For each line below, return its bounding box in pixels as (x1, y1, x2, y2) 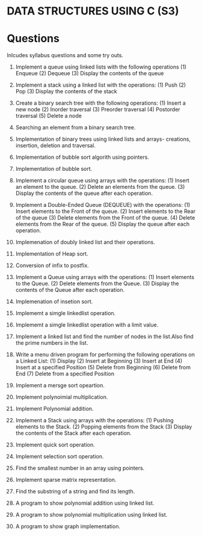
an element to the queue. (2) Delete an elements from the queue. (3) (15, 183, 185, 191)
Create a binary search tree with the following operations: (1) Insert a (15, 99, 186, 106)
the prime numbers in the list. (15, 339, 88, 347)
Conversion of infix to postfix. (15, 262, 89, 269)
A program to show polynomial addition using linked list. (15, 499, 155, 507)
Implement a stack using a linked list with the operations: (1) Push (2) (15, 81, 186, 88)
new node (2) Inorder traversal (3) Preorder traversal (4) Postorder (15, 106, 181, 113)
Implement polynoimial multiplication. (15, 393, 108, 401)
